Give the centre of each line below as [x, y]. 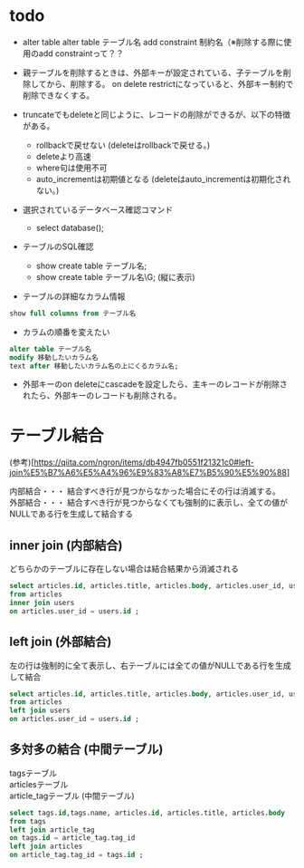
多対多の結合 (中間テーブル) [86, 750]
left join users [40, 711]
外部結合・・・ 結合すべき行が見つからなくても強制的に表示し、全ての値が [148, 503]
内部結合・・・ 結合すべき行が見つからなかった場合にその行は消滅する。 [145, 491]
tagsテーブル [33, 773]
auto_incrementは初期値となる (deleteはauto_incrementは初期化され [163, 178]
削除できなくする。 [58, 95]
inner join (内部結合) [66, 545]
